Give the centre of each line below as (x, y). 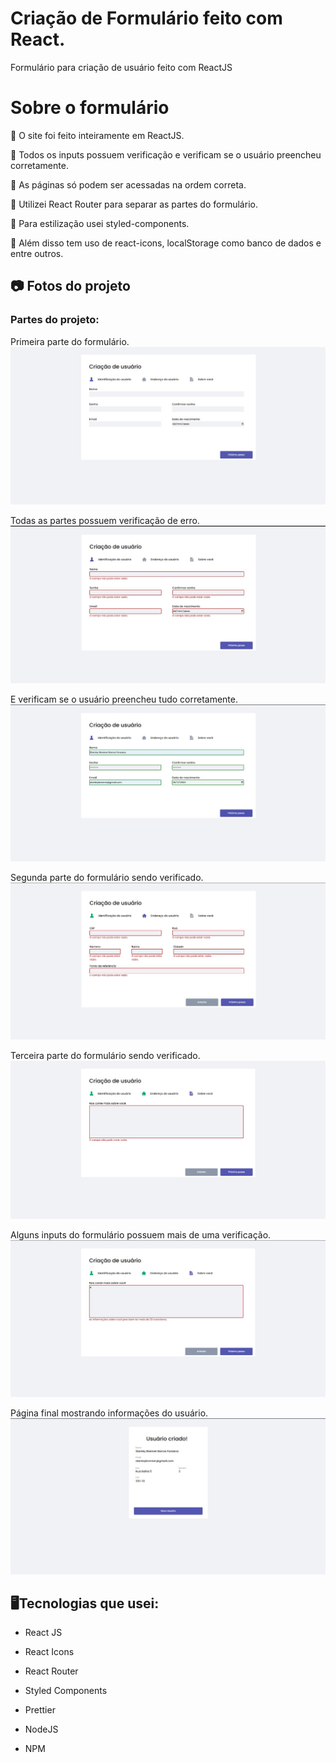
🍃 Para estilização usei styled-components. (100, 223)
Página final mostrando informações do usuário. (109, 1413)
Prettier (40, 1710)
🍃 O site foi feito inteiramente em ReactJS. (97, 135)
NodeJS (41, 1729)
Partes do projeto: (55, 320)
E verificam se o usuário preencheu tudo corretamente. (124, 699)
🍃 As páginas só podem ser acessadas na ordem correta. (128, 184)
